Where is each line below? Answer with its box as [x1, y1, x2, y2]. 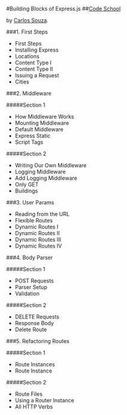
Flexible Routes [14, 217, 53, 224]
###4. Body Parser [6, 254, 53, 261]
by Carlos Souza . [6, 17, 49, 23]
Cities [14, 78, 29, 85]
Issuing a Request [14, 72, 59, 79]
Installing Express [14, 46, 59, 53]
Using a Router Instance [14, 397, 75, 404]
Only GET [14, 181, 39, 188]
